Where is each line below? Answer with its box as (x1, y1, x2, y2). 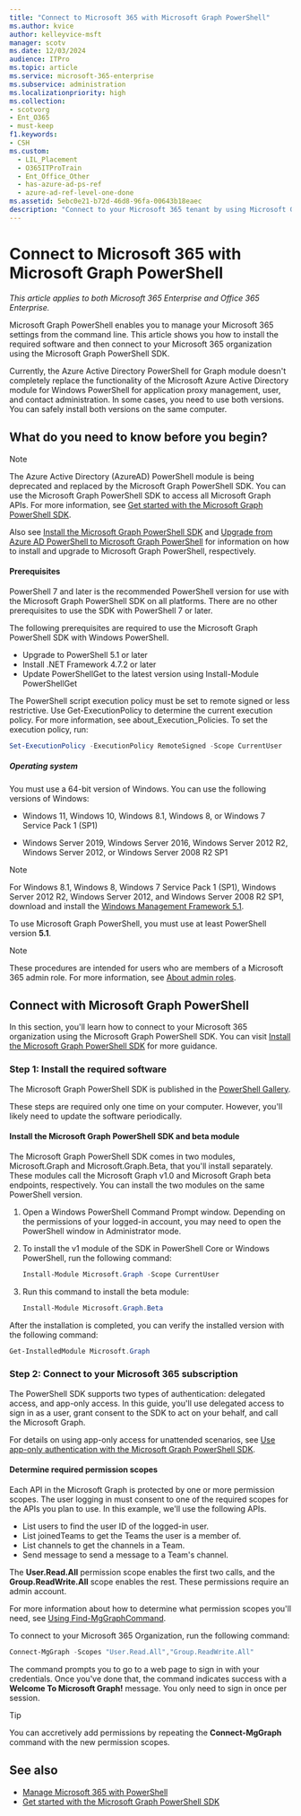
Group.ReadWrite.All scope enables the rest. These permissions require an (9, 1576, 289, 1587)
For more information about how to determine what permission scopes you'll (9, 1603, 292, 1614)
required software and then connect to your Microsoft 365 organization (9, 338, 272, 349)
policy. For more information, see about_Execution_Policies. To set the (9, 715, 269, 725)
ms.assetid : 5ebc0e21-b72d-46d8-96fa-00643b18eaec (9, 197, 202, 206)
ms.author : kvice (9, 22, 74, 31)
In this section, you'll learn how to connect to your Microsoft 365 (9, 1022, 248, 1032)
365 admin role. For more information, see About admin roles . (9, 971, 236, 983)
